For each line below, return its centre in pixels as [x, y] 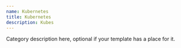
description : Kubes [30, 22]
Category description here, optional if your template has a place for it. [91, 39]
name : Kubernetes [27, 11]
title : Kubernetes [29, 17]
